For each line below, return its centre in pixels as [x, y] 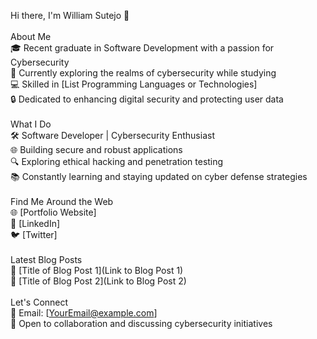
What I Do [31, 124]
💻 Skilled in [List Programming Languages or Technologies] [134, 84]
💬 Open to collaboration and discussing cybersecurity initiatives [141, 323]
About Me [31, 36]
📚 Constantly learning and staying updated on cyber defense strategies [159, 176]
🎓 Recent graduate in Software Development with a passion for [142, 48]
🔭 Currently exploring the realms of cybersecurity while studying [143, 73]
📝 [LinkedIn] [35, 223]
